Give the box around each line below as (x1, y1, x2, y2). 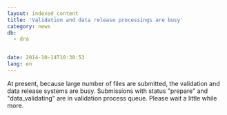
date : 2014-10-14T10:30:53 (7, 54, 85, 61)
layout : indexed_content (7, 10, 79, 17)
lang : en (7, 61, 32, 67)
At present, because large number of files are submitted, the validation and (7, 79, 220, 87)
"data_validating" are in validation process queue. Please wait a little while (7, 94, 217, 102)
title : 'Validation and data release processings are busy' (7, 17, 184, 23)
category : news (7, 23, 51, 30)
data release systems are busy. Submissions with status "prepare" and (7, 87, 208, 95)
